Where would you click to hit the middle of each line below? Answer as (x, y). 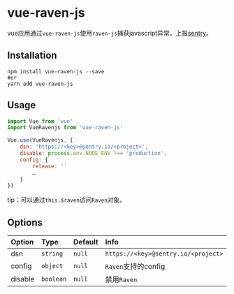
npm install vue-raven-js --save (56, 71)
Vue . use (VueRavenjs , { (40, 140)
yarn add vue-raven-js (40, 84)
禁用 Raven (121, 279)
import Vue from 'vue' (40, 121)
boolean (54, 279)
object (52, 266)
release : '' (50, 166)
